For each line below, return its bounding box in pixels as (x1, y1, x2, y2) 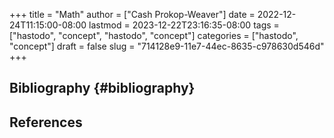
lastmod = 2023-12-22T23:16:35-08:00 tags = (88, 19, 280, 31)
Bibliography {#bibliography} (9, 80, 196, 97)
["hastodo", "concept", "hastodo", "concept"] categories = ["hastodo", (9, 30, 299, 41)
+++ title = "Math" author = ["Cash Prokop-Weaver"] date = (9, 9, 256, 20)
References (9, 114, 83, 131)
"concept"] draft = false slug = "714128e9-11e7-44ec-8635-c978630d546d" (9, 40, 325, 52)
